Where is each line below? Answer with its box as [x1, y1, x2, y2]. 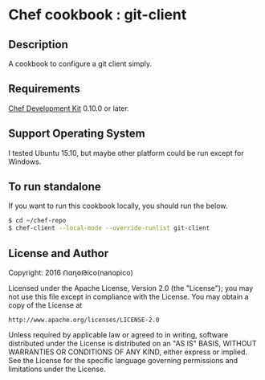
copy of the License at [8, 300, 83, 310]
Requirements [8, 82, 80, 96]
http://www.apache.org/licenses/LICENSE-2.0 [8, 316, 160, 324]
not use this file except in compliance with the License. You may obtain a [8, 292, 249, 301]
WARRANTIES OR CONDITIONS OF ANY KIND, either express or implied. [8, 347, 247, 357]
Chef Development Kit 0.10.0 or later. [8, 103, 130, 113]
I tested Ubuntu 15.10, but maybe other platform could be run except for [8, 148, 245, 157]
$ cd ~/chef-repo [8, 217, 67, 225]
